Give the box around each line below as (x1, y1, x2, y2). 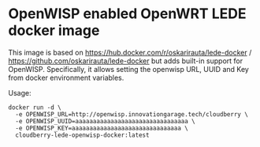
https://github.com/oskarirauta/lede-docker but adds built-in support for (8, 56, 243, 66)
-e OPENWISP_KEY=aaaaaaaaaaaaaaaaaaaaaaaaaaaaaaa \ (15, 124, 189, 132)
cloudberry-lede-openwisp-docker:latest (15, 131, 150, 139)
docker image (8, 21, 100, 40)
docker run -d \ (8, 104, 61, 111)
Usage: (8, 88, 32, 97)
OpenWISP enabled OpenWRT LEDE (8, 5, 247, 23)
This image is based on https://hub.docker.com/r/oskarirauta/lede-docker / (8, 47, 252, 57)
